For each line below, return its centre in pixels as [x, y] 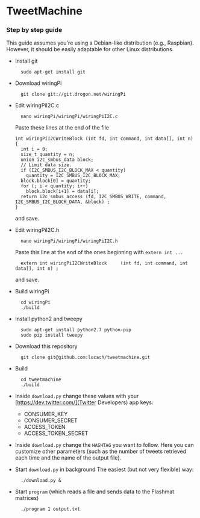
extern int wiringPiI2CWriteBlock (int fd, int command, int [104, 263]
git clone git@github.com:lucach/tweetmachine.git [86, 357]
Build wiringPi [32, 292]
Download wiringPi [38, 83]
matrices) [27, 498]
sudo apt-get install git [53, 72]
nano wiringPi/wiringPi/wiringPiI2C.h [69, 241]
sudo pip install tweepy [52, 335]
